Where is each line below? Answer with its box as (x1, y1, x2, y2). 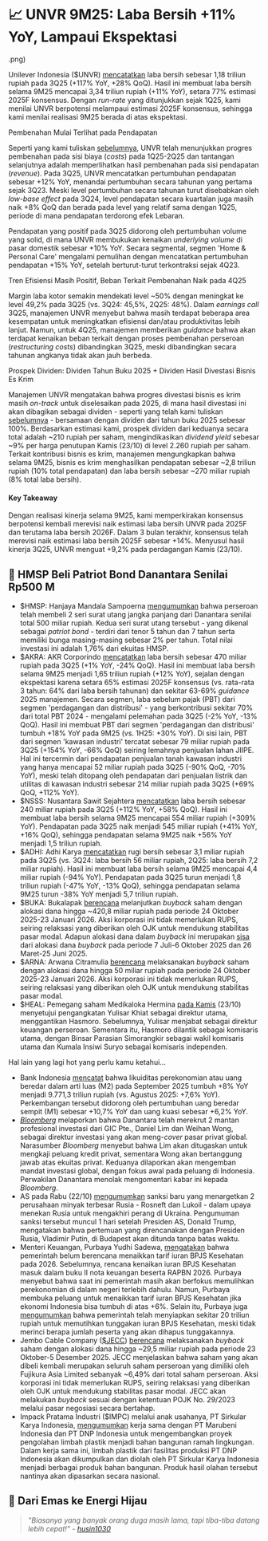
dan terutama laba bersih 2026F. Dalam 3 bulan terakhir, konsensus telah (8, 527, 249, 538)
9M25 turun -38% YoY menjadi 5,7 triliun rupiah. (19, 889, 179, 899)
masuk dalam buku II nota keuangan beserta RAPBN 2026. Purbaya (19, 1267, 242, 1277)
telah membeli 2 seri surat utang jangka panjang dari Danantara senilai (19, 609, 252, 619)
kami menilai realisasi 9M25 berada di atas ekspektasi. (8, 112, 187, 121)
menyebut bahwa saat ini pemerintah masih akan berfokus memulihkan (19, 1276, 254, 1286)
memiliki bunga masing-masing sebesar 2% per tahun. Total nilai (19, 635, 233, 644)
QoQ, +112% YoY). (19, 787, 80, 797)
